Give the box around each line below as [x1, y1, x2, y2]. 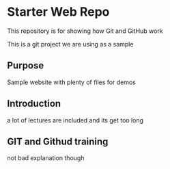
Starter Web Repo [7, 4, 110, 20]
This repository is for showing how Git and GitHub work [7, 27, 163, 35]
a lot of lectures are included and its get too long [7, 116, 144, 124]
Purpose [7, 60, 44, 72]
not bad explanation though [7, 154, 85, 162]
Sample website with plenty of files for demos [7, 78, 137, 86]
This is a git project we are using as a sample [7, 40, 134, 48]
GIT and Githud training [7, 135, 109, 147]
